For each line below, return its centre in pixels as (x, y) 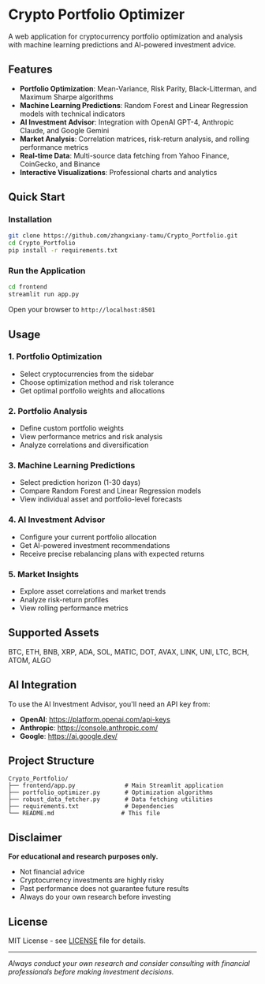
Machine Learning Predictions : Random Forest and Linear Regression (134, 105)
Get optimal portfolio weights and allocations (92, 390)
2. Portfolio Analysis (48, 411)
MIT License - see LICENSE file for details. (77, 941)
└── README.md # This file (84, 814)
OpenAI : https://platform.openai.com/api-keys (95, 719)
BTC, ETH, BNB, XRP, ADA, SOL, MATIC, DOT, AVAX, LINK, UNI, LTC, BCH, (129, 651)
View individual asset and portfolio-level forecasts (101, 499)
